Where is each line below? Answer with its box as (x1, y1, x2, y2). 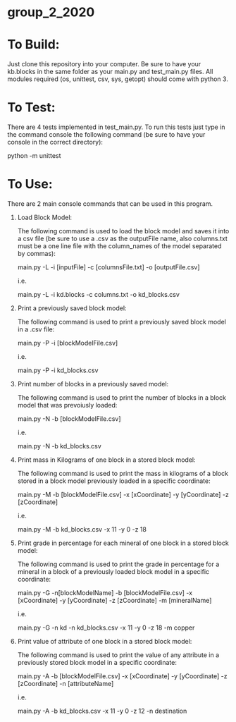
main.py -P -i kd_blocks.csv (17, 366, 99, 374)
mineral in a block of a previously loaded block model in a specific (17, 568, 210, 575)
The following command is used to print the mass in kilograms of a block (17, 470, 229, 477)
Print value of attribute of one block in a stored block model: (17, 637, 192, 645)
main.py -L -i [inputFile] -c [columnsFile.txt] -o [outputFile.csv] (17, 263, 200, 271)
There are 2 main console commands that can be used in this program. (7, 200, 213, 208)
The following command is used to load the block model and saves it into (17, 227, 230, 235)
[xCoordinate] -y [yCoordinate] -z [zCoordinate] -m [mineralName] (17, 596, 212, 604)
